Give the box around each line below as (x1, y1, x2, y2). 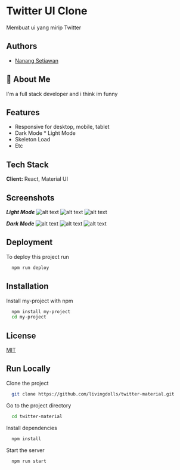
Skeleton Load (14, 136, 51, 143)
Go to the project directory (6, 401, 72, 409)
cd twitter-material (11, 413, 63, 419)
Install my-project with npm (6, 297, 73, 304)
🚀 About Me (6, 75, 51, 85)
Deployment (6, 237, 53, 248)
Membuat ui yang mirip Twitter (6, 24, 82, 31)
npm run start (11, 458, 46, 464)
